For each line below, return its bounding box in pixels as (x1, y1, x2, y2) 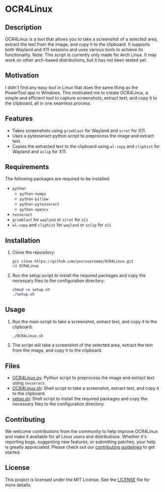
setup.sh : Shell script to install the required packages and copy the (12, 396, 148, 402)
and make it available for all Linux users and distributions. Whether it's (5, 434, 147, 440)
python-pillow (19, 197, 49, 202)
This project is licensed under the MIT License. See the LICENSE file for (5, 477, 150, 483)
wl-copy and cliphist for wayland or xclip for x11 (12, 222, 111, 228)
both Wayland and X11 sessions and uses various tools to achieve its (5, 47, 143, 52)
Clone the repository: (12, 249, 55, 255)
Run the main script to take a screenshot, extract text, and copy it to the (12, 318, 158, 324)
